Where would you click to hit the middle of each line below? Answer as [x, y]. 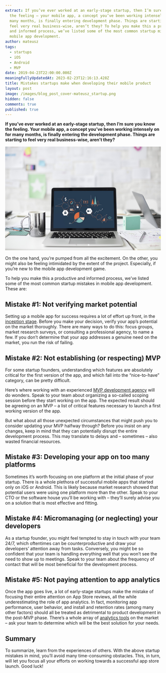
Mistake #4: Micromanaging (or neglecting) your [82, 518]
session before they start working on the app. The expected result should [80, 400]
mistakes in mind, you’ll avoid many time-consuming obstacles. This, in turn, [83, 656]
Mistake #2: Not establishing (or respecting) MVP [83, 358]
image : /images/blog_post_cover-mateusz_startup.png [61, 94]
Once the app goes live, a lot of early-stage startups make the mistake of [80, 592]
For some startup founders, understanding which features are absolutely [79, 370]
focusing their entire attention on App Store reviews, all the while [71, 597]
